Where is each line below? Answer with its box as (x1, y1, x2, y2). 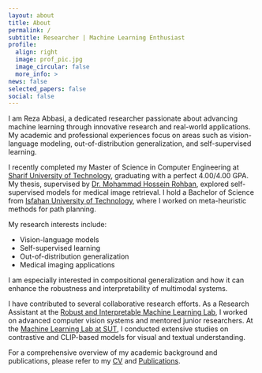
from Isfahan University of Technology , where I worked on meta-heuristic (8, 196, 247, 206)
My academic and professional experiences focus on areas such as (8, 131, 228, 140)
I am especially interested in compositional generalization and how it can (8, 275, 245, 285)
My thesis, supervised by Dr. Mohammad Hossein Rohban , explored (8, 179, 229, 189)
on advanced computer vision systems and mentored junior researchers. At (8, 316, 254, 326)
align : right (15, 48, 58, 56)
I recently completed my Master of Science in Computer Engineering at (8, 162, 239, 172)
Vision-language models (19, 235, 99, 244)
